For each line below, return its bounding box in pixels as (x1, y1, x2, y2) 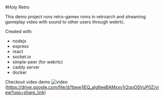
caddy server (12, 64, 40, 70)
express (12, 43, 29, 49)
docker (12, 69, 27, 75)
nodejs (12, 38, 26, 44)
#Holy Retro (5, 4, 30, 10)
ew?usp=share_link (5, 90, 45, 95)
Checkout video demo (5, 79, 51, 85)
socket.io (12, 54, 31, 60)
